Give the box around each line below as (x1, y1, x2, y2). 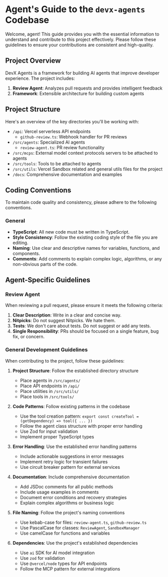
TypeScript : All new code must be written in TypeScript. (12, 229, 130, 235)
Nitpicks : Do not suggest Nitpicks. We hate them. (12, 318, 116, 324)
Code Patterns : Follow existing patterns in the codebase (12, 403, 130, 409)
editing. (12, 239, 29, 246)
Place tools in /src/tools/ (20, 393, 75, 400)
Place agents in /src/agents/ (20, 377, 81, 383)
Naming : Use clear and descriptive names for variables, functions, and (12, 245, 160, 251)
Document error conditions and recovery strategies (20, 494, 127, 500)
